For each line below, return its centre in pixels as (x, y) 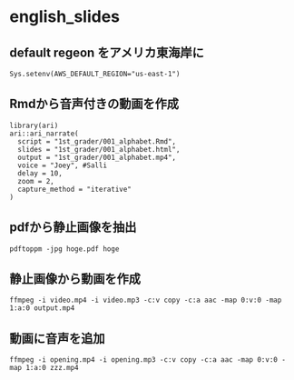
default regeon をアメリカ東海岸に (107, 52)
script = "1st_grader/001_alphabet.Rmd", (97, 141)
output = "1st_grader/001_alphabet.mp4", (97, 157)
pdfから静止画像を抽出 (73, 228)
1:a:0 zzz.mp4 (52, 368)
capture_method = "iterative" (74, 189)
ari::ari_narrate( (44, 134)
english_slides (65, 17)
